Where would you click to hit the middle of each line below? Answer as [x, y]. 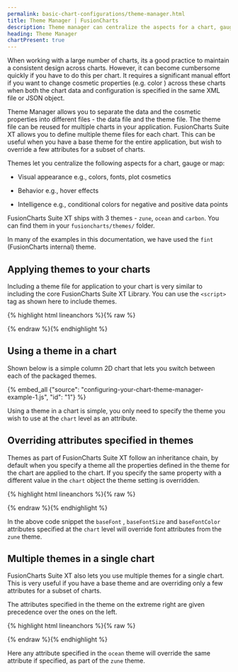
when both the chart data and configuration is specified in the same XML [114, 91]
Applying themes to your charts [79, 269]
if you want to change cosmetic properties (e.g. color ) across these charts [117, 83]
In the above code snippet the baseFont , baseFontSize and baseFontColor [114, 521]
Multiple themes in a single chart [81, 558]
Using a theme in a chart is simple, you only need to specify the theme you [116, 410]
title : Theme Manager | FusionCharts [63, 21]
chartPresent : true [36, 40]
